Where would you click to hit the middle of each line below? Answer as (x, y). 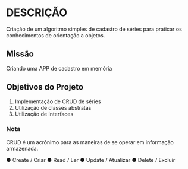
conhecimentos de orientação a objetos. (56, 35)
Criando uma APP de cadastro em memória (59, 68)
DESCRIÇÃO (37, 13)
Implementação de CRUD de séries (58, 101)
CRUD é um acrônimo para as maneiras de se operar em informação (90, 142)
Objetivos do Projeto (45, 87)
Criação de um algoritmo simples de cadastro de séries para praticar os (94, 29)
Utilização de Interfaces (44, 114)
